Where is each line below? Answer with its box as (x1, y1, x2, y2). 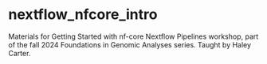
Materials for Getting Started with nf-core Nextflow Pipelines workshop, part (8, 32, 259, 41)
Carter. (8, 48, 31, 58)
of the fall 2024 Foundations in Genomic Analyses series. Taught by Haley (8, 40, 252, 49)
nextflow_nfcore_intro (8, 6, 158, 24)
